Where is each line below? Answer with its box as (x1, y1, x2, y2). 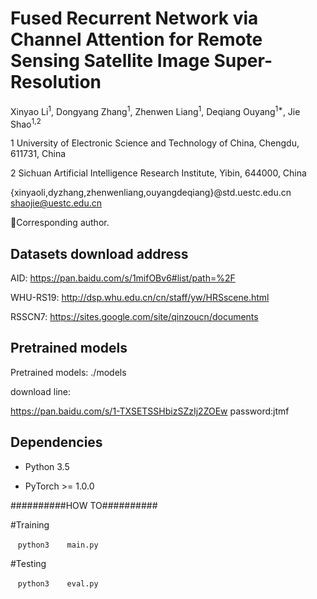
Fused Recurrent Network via (10, 7, 259, 30)
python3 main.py (17, 540, 99, 550)
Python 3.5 (24, 460, 70, 472)
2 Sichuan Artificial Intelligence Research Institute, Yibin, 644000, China (10, 167, 307, 179)
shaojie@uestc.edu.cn (10, 197, 103, 209)
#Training (10, 518, 50, 531)
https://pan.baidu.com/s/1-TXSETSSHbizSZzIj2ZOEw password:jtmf (10, 405, 290, 417)
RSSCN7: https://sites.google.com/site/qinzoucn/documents (10, 311, 259, 323)
